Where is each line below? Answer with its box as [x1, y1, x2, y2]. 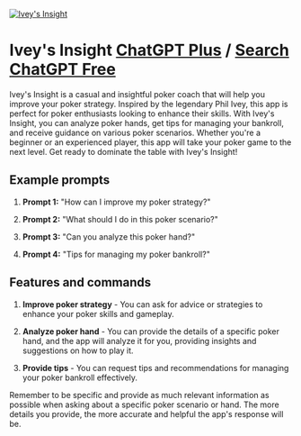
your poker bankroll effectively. [22, 372, 137, 383]
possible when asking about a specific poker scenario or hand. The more [9, 399, 280, 410]
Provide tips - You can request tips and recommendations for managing [22, 362, 289, 373]
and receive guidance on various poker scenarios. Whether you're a [9, 127, 261, 138]
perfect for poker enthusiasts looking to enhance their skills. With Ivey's [9, 108, 275, 119]
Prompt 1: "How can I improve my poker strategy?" [22, 196, 211, 207]
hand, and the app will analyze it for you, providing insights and [22, 335, 257, 346]
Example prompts [9, 172, 111, 188]
